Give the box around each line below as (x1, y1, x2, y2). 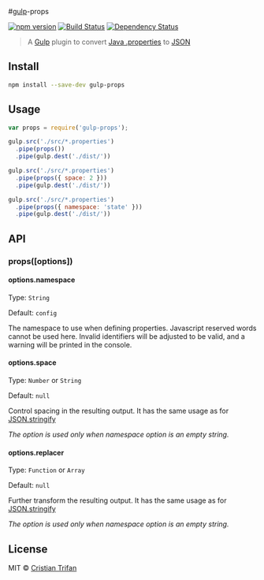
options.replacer (8, 448, 65, 457)
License (8, 542, 48, 556)
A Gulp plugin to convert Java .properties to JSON (27, 37, 191, 46)
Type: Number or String (8, 375, 82, 385)
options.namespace (8, 275, 76, 284)
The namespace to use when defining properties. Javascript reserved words (8, 323, 257, 333)
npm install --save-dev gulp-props (8, 80, 125, 89)
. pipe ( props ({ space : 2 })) (15, 173, 108, 182)
